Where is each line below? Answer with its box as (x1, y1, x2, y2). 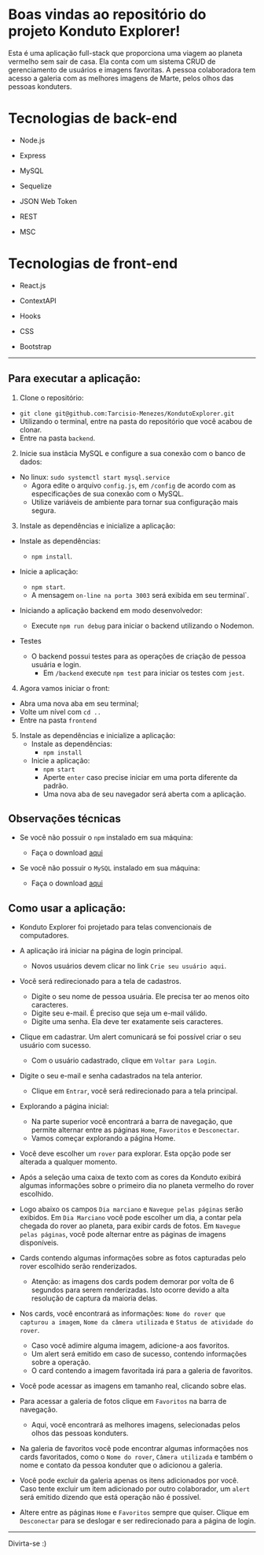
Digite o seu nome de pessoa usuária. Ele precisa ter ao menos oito (31, 992, 250, 1001)
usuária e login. (31, 659, 82, 669)
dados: (19, 457, 42, 466)
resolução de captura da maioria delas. (31, 1293, 159, 1303)
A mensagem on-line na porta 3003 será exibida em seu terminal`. (31, 590, 250, 599)
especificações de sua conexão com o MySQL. (31, 488, 185, 498)
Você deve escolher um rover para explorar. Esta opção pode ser (19, 1149, 232, 1159)
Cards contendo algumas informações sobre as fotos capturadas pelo (19, 1253, 247, 1263)
